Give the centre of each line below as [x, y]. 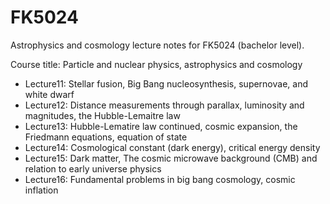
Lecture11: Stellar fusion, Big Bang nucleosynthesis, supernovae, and [166, 83]
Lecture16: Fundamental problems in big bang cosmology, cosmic [160, 179]
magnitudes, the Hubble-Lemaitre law [102, 115]
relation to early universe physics [93, 168]
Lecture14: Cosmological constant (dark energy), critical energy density [172, 147]
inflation [41, 190]
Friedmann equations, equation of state [106, 137]
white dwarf [49, 94]
